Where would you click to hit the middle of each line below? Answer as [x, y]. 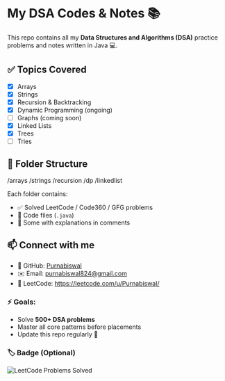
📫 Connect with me [51, 245]
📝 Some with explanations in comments [74, 222]
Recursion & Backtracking [54, 102]
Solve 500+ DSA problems [56, 320]
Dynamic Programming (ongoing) [65, 110]
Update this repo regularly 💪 [58, 334]
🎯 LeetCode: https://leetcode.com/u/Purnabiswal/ [88, 283]
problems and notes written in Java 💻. [62, 45]
